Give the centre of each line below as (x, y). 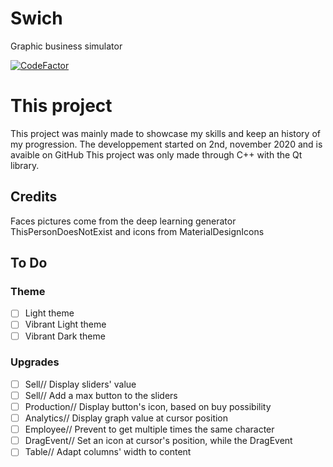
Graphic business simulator (66, 46)
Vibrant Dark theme (65, 336)
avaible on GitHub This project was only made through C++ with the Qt (156, 154)
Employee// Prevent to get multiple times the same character (149, 429)
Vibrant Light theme (65, 324)
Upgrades (35, 362)
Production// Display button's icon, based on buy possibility (148, 406)
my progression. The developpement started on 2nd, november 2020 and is (166, 144)
